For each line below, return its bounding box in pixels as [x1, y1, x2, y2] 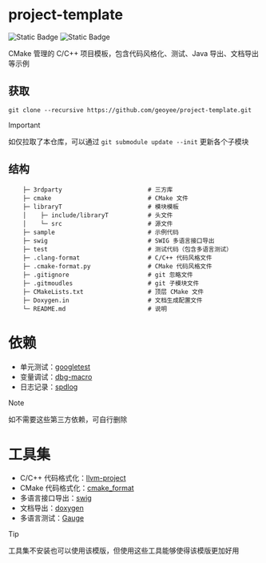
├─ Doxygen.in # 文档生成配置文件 [22, 296, 203, 304]
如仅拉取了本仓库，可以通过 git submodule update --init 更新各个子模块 [8, 136, 249, 146]
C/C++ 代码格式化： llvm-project [19, 473, 126, 483]
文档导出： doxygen [19, 503, 84, 513]
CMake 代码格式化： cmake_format [19, 483, 134, 493]
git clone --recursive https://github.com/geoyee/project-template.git [8, 106, 252, 114]
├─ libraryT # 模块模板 [22, 203, 180, 211]
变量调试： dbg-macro [19, 372, 93, 381]
